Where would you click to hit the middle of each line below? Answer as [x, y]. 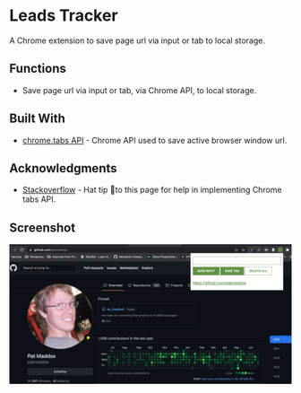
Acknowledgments [64, 168]
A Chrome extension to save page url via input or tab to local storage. [138, 40]
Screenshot [43, 227]
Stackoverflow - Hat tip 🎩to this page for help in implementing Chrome [152, 190]
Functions [38, 69]
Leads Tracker [64, 16]
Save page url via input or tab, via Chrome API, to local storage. [139, 90]
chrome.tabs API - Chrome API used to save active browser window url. [155, 140]
